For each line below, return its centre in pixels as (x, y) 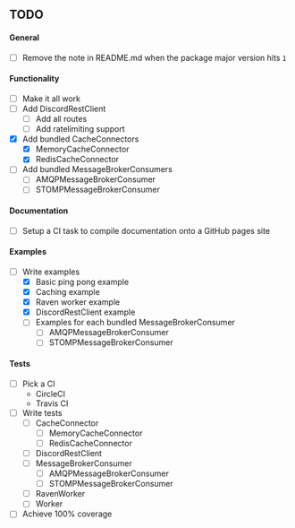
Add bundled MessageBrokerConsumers (97, 169)
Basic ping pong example (82, 282)
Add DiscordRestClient (64, 108)
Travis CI (52, 403)
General (25, 37)
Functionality (34, 79)
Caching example (67, 292)
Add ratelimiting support (80, 129)
